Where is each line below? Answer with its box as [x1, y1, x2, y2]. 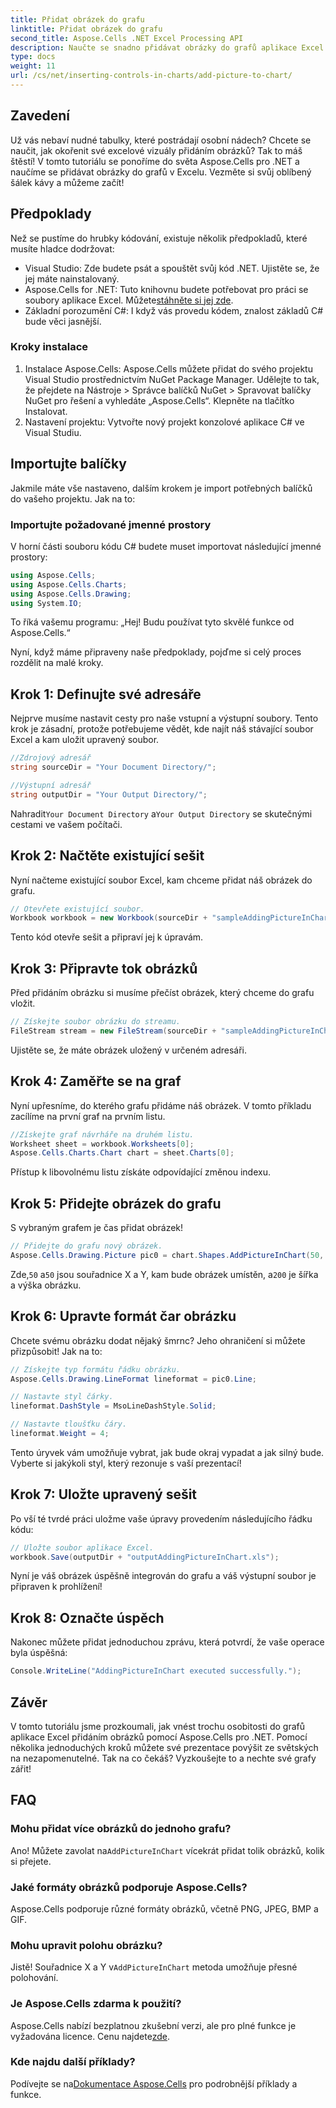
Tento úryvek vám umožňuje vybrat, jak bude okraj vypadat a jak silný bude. [10, 1446, 325, 1458]
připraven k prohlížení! [10, 1581, 103, 1593]
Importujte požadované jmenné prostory [10, 517, 212, 531]
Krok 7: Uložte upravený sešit [10, 1486, 198, 1503]
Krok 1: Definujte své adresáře [10, 686, 202, 703]
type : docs [10, 52, 56, 62]
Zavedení [10, 107, 71, 125]
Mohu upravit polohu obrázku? [10, 1938, 163, 1952]
